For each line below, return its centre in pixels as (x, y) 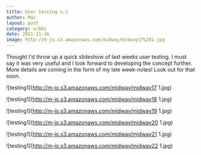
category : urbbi (26, 29)
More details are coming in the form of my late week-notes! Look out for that (100, 69)
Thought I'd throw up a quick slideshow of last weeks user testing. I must (97, 57)
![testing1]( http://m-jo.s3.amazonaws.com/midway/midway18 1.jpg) (89, 99)
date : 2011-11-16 (28, 34)
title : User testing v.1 (37, 12)
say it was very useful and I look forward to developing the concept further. (99, 63)
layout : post (22, 23)
